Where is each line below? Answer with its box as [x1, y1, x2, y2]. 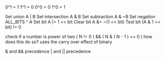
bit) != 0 [5, 24, 21, 30]
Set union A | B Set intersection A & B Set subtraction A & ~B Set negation [5, 14, 156, 19]
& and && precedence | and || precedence [5, 49, 91, 54]
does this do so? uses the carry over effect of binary [5, 39, 112, 45]
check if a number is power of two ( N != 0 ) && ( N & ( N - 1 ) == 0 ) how [5, 34, 153, 39]
